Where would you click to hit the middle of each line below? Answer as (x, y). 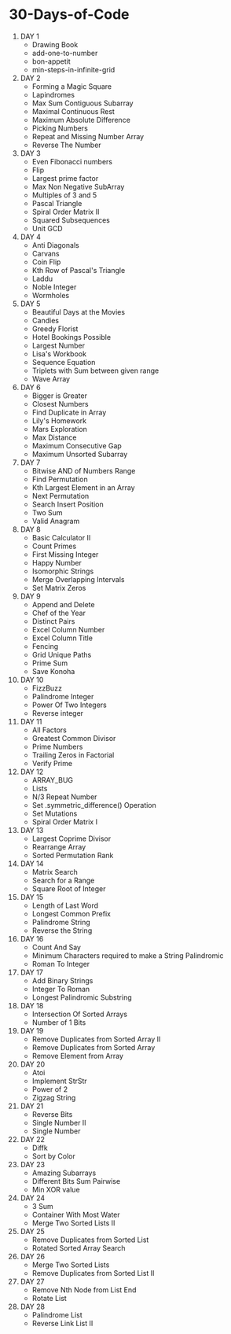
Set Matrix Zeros (59, 588)
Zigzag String (54, 1097)
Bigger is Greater (59, 396)
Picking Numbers (60, 128)
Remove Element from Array (78, 1056)
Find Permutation (60, 479)
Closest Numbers (60, 404)
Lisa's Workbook (59, 354)
